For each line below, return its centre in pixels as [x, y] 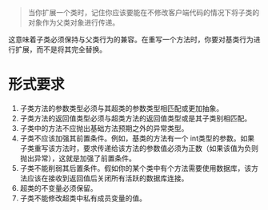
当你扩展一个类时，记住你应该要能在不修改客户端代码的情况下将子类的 [144, 12]
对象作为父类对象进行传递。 [74, 22]
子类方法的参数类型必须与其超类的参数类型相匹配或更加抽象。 [122, 108]
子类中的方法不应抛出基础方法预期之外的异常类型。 [104, 128]
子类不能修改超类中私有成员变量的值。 [83, 198]
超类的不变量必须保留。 [58, 188]
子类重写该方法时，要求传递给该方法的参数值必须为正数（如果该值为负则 [139, 148]
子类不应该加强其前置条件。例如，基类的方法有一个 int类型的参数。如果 [137, 138]
